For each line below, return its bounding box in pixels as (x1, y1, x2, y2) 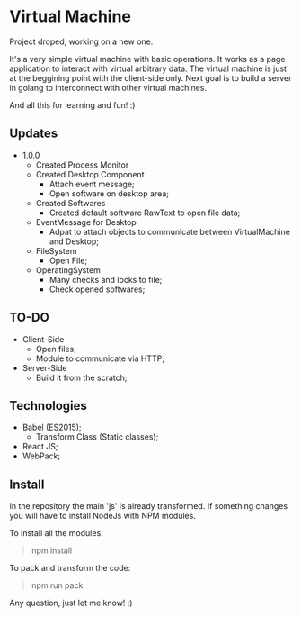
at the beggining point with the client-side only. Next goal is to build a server (9, 72, 292, 83)
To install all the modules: (9, 528, 103, 539)
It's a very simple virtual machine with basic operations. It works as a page (9, 53, 286, 64)
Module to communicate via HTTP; (35, 353, 164, 364)
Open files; (35, 343, 76, 354)
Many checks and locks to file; (49, 274, 163, 285)
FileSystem (35, 245, 77, 256)
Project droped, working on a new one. (9, 36, 154, 47)
